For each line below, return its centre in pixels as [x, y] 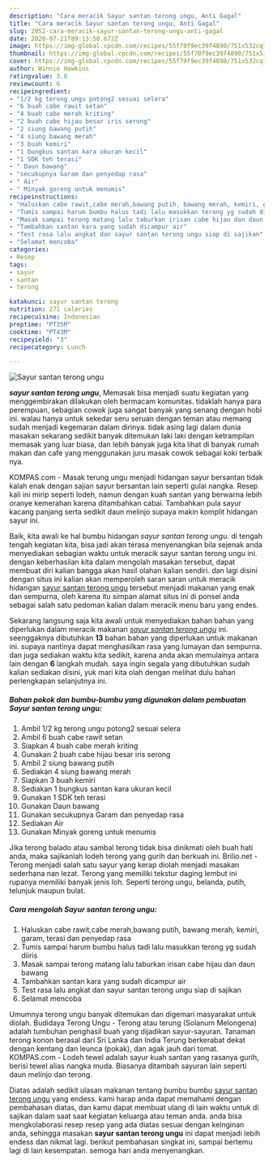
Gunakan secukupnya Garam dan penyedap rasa [102, 815]
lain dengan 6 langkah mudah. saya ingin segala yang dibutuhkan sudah [130, 664]
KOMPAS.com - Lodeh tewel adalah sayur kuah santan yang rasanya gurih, [134, 1058]
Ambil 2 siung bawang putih [68, 763]
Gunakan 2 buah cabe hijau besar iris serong [96, 755]
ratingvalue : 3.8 [38, 76]
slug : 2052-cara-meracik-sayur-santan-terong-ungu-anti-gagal [116, 31]
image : [20, 46]
